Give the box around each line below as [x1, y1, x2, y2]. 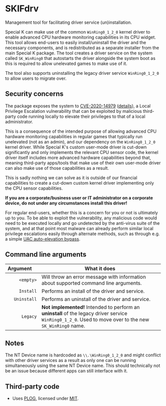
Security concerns [5, 90, 64, 98]
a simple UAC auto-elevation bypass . [5, 236, 81, 242]
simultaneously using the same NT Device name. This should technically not [5, 362, 161, 369]
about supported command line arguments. [41, 279, 142, 286]
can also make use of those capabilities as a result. [5, 165, 109, 171]
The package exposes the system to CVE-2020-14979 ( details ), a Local [5, 102, 151, 109]
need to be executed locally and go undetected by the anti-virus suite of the [5, 220, 160, 226]
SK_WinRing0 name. [41, 322, 85, 329]
